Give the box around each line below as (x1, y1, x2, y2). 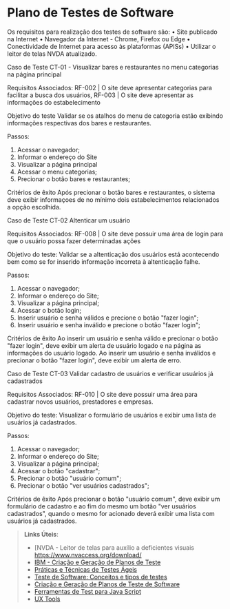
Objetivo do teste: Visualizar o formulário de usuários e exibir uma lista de (7, 411, 217, 419)
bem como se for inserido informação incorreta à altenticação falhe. (7, 257, 200, 266)
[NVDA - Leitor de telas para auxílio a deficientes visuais (34, 543, 195, 552)
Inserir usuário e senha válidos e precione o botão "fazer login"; (17, 313, 199, 322)
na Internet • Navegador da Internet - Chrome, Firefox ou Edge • (7, 34, 191, 43)
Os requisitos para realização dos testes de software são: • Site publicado (7, 28, 218, 36)
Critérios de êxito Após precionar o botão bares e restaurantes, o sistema (7, 188, 216, 196)
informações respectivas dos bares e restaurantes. (7, 118, 151, 127)
